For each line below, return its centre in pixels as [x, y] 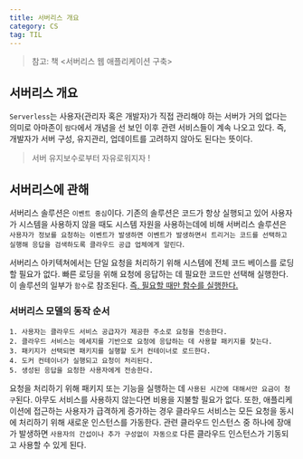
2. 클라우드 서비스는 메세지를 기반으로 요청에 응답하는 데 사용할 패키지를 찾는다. [141, 342]
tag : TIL [26, 34]
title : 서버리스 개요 [44, 18]
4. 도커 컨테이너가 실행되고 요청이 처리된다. [81, 361]
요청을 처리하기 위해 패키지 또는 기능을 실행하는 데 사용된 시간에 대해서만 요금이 [145, 388]
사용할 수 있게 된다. [52, 445]
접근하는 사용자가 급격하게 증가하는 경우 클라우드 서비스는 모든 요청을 [155, 411]
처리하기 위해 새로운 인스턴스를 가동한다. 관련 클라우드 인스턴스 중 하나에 [147, 423]
